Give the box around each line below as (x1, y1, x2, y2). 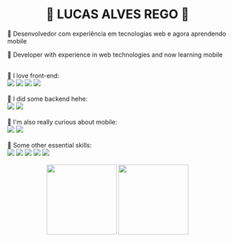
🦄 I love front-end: (7, 71, 59, 80)
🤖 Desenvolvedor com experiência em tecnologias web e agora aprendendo (7, 29, 226, 38)
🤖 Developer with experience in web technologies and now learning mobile (7, 50, 223, 59)
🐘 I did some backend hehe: (7, 94, 88, 103)
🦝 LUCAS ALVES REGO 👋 (45, 6, 190, 22)
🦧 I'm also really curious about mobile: (7, 118, 118, 126)
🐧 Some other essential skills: (7, 141, 92, 149)
